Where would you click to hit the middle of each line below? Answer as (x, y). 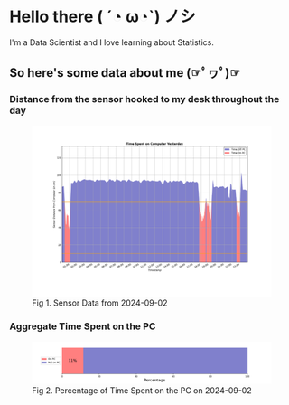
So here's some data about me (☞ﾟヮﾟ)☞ (125, 73)
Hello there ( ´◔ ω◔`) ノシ (103, 17)
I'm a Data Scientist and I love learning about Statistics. (112, 42)
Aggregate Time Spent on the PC (83, 326)
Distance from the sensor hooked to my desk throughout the (144, 99)
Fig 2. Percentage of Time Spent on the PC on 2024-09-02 (142, 390)
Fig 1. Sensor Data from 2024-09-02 (100, 303)
